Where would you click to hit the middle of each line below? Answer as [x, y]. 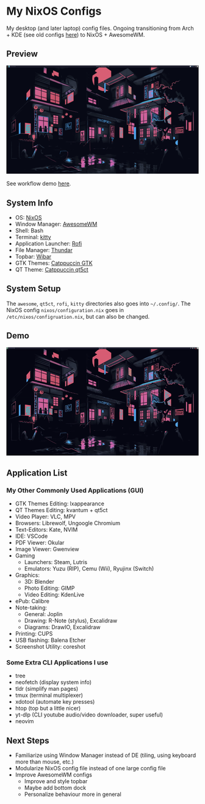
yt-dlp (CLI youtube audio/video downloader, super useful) [89, 715]
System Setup [34, 289]
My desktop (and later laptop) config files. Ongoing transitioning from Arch [100, 28]
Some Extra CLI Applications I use [57, 662]
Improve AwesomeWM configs [54, 775]
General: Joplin [43, 614]
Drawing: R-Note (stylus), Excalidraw [71, 620]
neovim [24, 721]
